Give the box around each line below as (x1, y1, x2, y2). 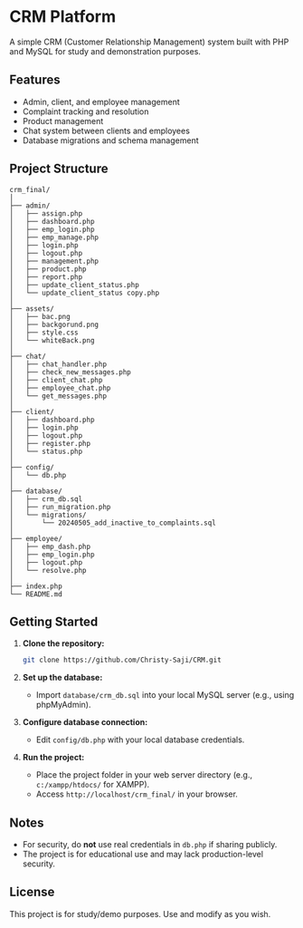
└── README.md (9, 589, 63, 599)
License (9, 884, 55, 900)
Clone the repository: (22, 638, 105, 649)
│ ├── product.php (9, 265, 88, 274)
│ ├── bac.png (9, 312, 71, 321)
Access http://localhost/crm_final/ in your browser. (35, 788, 238, 799)
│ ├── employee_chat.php (9, 383, 111, 392)
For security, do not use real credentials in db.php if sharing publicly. (22, 839, 278, 850)
